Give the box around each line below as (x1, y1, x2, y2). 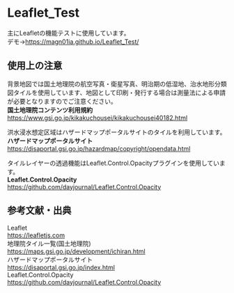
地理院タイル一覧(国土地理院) (7, 239, 92, 248)
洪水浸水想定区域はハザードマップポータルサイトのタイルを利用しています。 (7, 127, 226, 136)
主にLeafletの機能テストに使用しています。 (7, 29, 130, 37)
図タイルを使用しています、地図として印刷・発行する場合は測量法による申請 (7, 88, 226, 97)
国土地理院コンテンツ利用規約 (7, 106, 93, 114)
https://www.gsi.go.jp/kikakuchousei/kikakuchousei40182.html (7, 113, 188, 122)
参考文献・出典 (7, 205, 72, 216)
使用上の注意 (7, 60, 63, 72)
